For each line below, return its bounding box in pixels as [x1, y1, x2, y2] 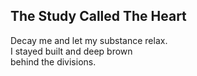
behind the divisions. [10, 55, 97, 68]
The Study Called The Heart [10, 8, 187, 25]
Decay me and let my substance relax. [10, 34, 168, 46]
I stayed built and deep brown [10, 45, 133, 57]
